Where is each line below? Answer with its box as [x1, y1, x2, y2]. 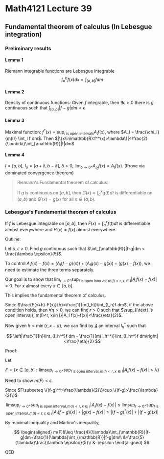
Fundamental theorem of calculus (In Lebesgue [5, 23, 152, 31]
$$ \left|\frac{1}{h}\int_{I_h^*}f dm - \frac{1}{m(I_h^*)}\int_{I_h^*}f [6, 333, 139, 339]
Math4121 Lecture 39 [5, 3, 92, 14]
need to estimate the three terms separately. [5, 267, 94, 273]
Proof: [5, 348, 18, 354]
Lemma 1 [5, 57, 23, 63]
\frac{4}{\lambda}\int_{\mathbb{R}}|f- [74, 429, 151, 435]
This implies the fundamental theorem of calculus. [5, 292, 106, 298]
